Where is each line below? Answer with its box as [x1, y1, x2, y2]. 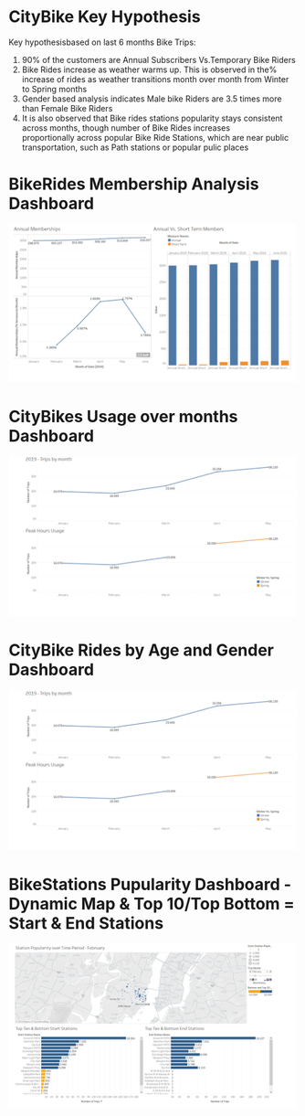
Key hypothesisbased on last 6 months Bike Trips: [8, 37, 196, 48]
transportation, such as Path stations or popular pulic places [21, 142, 249, 153]
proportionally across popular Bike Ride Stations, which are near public [21, 132, 289, 143]
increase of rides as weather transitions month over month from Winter [21, 73, 289, 84]
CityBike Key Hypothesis [8, 6, 202, 27]
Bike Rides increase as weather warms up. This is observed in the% [21, 64, 278, 75]
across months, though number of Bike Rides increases [21, 122, 230, 133]
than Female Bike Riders [21, 102, 113, 113]
